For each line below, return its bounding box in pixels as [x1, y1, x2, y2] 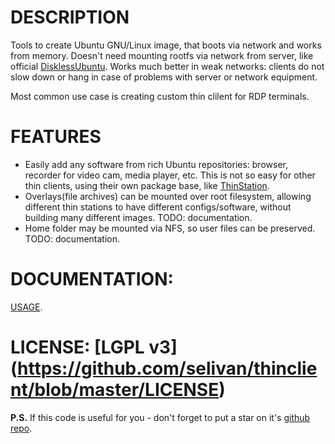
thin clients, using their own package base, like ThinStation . [24, 179, 270, 191]
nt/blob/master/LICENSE [10, 379, 220, 401]
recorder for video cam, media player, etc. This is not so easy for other [24, 169, 316, 181]
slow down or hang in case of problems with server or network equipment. [10, 71, 318, 83]
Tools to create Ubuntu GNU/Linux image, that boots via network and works [10, 39, 322, 51]
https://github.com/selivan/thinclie [17, 357, 318, 380]
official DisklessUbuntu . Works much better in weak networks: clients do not [10, 60, 325, 72]
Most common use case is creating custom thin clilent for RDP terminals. [10, 90, 310, 102]
